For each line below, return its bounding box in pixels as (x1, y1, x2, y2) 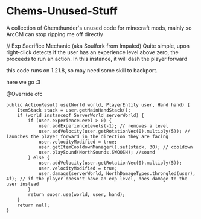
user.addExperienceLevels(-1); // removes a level (38, 122, 169, 129)
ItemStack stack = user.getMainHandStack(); (17, 107, 131, 113)
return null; (17, 202, 50, 208)
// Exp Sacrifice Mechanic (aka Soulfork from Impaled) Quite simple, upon (6, 42, 190, 49)
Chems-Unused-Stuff (6, 4, 118, 18)
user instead (6, 181, 39, 187)
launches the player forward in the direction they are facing (6, 133, 169, 139)
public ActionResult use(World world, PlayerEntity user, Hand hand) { (6, 101, 190, 108)
